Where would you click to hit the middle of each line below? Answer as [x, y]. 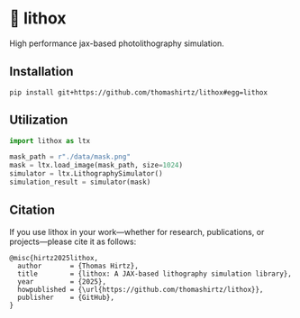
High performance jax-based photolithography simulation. [117, 43]
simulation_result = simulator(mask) [80, 182]
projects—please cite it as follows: [73, 241]
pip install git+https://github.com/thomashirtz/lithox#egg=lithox [139, 92]
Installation [41, 72]
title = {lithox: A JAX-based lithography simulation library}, [155, 274]
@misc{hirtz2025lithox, [54, 258]
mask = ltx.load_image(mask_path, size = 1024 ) [96, 166]
